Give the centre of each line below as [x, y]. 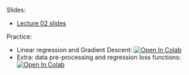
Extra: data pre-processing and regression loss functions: [99, 57]
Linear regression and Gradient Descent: [74, 50]
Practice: [19, 36]
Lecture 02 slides [41, 23]
